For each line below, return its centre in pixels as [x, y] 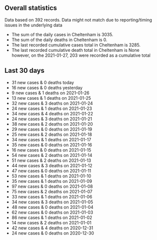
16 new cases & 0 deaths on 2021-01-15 [51, 150]
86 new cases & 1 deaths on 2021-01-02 [52, 218]
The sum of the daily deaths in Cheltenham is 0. [59, 40]
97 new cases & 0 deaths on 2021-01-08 [52, 186]
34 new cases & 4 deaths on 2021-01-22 [52, 113]
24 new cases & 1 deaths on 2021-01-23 [52, 108]
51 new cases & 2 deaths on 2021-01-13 [51, 160]
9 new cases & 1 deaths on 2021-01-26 [50, 93]
